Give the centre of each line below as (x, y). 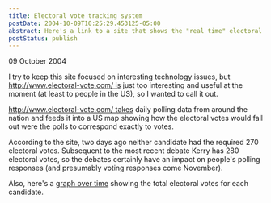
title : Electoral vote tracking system (76, 16)
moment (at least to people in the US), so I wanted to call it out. (113, 94)
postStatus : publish (43, 38)
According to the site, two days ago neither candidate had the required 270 (133, 143)
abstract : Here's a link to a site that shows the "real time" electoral (135, 31)
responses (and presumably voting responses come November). (116, 168)
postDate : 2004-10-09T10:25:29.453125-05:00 (85, 23)
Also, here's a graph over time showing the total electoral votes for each (129, 184)
